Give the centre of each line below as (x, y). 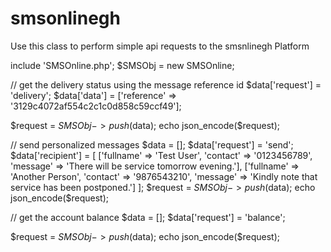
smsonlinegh (65, 18)
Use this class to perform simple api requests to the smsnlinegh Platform (160, 46)
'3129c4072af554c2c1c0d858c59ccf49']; (96, 106)
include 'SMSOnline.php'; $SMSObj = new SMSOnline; (122, 65)
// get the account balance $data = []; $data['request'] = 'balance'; (148, 217)
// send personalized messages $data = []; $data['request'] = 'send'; (152, 144)
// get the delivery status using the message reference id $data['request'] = (166, 84)
